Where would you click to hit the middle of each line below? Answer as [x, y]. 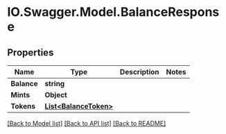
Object [56, 95]
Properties [31, 52]
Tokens [23, 106]
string [55, 84]
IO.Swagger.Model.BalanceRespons [113, 12]
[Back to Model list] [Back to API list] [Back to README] [87, 123]
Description [140, 72]
